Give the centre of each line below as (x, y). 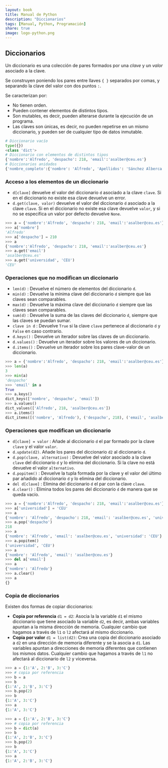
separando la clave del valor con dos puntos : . (53, 86)
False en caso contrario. (37, 331)
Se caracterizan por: (26, 95)
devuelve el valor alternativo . (43, 468)
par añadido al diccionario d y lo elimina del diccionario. (70, 478)
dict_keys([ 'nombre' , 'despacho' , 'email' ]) (52, 399)
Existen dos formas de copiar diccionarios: (49, 607)
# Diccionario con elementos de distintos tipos (57, 155)
